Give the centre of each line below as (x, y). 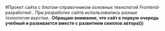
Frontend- (150, 7)
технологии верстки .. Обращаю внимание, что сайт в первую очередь (82, 18)
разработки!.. (19, 12)
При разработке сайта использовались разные (86, 12)
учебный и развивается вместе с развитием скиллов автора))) (74, 23)
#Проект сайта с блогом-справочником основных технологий (72, 7)
